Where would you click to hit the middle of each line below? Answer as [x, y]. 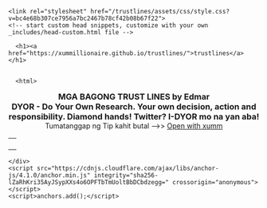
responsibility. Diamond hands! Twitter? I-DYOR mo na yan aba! [134, 117]
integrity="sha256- [126, 175]
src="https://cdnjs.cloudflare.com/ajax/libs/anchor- [128, 168]
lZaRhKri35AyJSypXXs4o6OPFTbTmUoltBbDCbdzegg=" [89, 182]
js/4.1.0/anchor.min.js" [49, 175]
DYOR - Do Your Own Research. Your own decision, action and [134, 106]
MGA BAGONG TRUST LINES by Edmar [134, 97]
